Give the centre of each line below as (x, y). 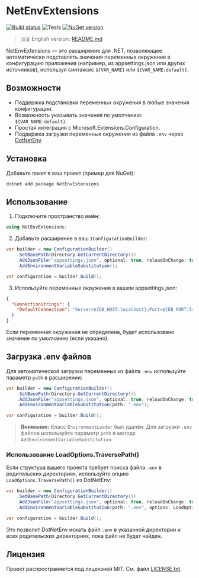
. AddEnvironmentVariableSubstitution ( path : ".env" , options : (94, 508)
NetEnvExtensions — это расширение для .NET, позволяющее (84, 50)
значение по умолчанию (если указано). (57, 338)
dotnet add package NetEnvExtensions (53, 184)
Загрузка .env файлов (49, 357)
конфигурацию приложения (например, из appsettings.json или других (96, 63)
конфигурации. (34, 108)
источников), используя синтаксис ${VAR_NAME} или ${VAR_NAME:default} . (97, 69)
